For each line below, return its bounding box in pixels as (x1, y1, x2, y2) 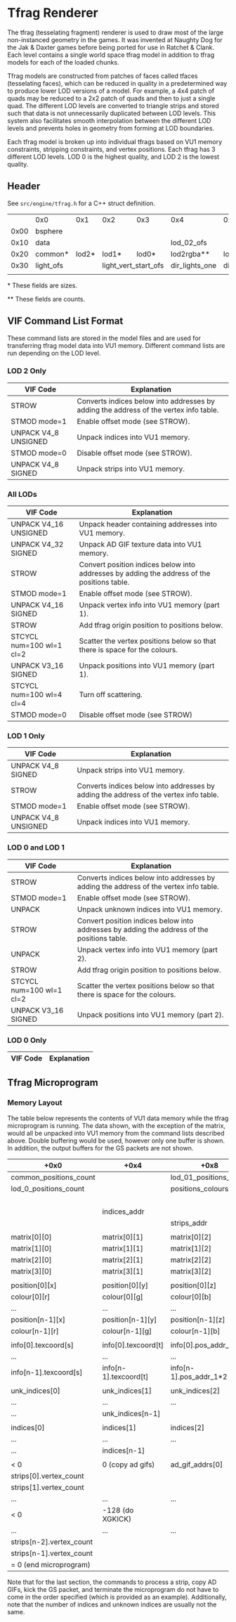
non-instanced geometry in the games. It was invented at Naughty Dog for (7, 35, 223, 44)
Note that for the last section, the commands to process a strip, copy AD (7, 1578, 217, 1586)
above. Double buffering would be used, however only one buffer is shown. (7, 1136, 225, 1145)
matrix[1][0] (11, 1243, 52, 1253)
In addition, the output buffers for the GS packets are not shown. (7, 1143, 194, 1152)
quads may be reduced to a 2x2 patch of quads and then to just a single (7, 93, 216, 103)
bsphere (34, 226, 63, 236)
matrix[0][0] (11, 1232, 52, 1242)
